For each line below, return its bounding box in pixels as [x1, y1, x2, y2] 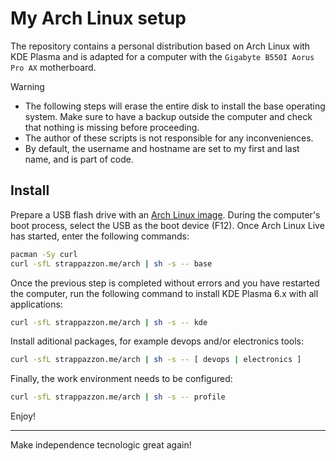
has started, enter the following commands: [10, 230, 190, 242]
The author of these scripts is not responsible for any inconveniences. [24, 132, 314, 144]
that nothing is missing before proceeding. [24, 121, 200, 133]
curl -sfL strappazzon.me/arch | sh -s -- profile [10, 392, 226, 402]
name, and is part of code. [24, 153, 134, 165]
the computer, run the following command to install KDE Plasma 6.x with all [10, 287, 319, 299]
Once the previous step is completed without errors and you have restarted [10, 277, 320, 289]
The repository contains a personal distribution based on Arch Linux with [10, 40, 311, 52]
